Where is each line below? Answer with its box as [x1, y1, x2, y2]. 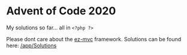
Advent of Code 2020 [6, 4, 116, 18]
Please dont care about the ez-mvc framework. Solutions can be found [6, 35, 182, 42]
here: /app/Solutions [6, 42, 57, 49]
